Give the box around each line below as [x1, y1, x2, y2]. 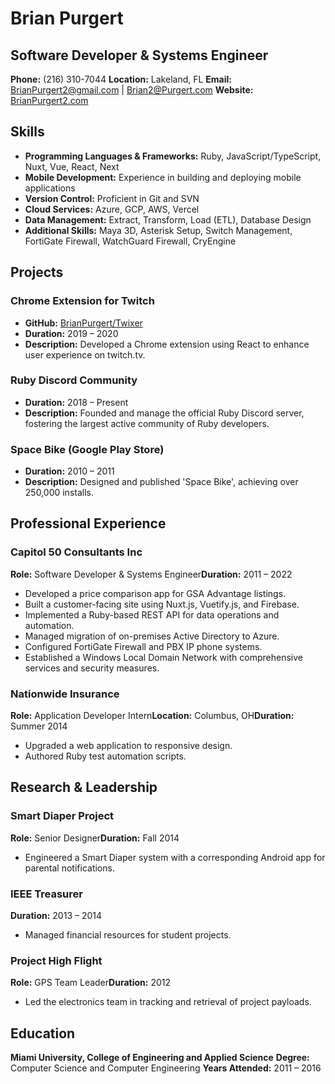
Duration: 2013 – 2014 [10, 910, 103, 922]
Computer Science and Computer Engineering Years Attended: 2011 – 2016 [10, 1062, 322, 1074]
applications [24, 182, 76, 194]
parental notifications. [24, 862, 115, 874]
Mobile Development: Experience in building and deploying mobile [24, 171, 302, 183]
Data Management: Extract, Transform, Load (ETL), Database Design [24, 213, 312, 226]
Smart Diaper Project [10, 809, 115, 823]
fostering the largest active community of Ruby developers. [24, 417, 270, 429]
